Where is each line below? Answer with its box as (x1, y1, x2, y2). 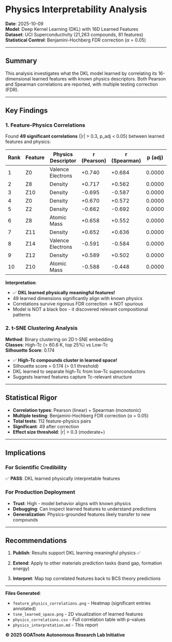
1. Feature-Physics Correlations (5, 122, 85, 129)
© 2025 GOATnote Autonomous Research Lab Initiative (5, 632, 125, 638)
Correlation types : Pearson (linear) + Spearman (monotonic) (12, 407, 142, 413)
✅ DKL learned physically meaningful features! (12, 290, 115, 296)
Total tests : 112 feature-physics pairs (12, 418, 91, 424)
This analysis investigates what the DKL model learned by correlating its (5, 70, 157, 76)
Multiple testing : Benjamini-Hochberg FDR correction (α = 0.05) (12, 412, 149, 418)
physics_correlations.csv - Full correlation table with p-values (12, 616, 146, 623)
